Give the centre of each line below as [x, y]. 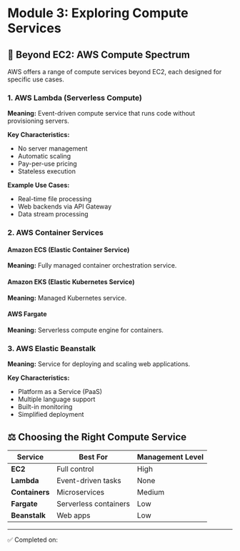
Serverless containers [94, 503]
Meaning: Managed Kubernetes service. [67, 298]
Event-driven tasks [89, 480]
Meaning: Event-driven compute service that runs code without [101, 113]
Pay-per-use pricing [47, 164]
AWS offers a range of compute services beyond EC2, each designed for [115, 72]
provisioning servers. [39, 121]
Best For [93, 457]
